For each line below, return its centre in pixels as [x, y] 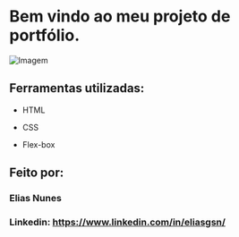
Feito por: [37, 173]
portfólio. [45, 35]
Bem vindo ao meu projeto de [120, 17]
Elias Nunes [36, 199]
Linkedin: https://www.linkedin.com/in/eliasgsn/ [118, 222]
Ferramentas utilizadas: [77, 88]
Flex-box [38, 144]
